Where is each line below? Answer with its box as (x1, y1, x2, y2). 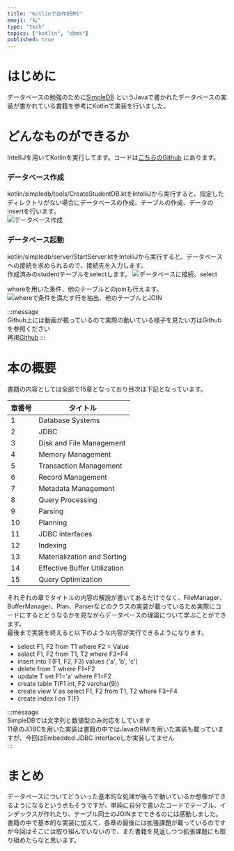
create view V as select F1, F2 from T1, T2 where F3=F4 (17, 687, 178, 695)
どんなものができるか (7, 129, 130, 145)
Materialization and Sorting (38, 552, 127, 562)
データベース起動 (7, 235, 65, 245)
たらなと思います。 (25, 836, 80, 845)
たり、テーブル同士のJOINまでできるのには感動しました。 (55, 810, 222, 818)
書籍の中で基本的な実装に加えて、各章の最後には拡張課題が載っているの (7, 819, 214, 827)
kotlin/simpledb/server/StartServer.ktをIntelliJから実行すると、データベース (7, 252, 223, 261)
